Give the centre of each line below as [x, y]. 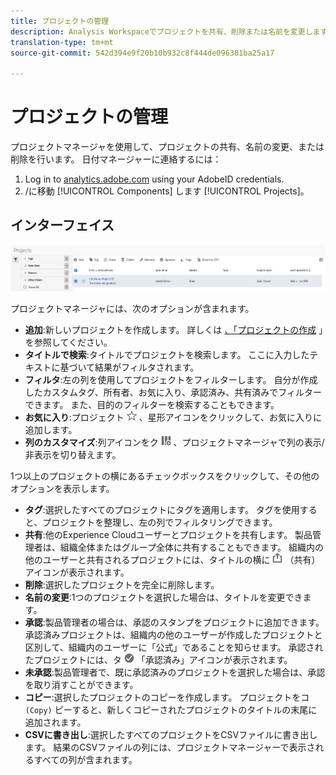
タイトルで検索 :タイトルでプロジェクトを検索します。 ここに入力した [167, 355]
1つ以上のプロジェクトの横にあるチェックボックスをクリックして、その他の [165, 476]
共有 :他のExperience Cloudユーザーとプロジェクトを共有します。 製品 [168, 535]
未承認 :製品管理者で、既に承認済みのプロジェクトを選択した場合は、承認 [175, 672]
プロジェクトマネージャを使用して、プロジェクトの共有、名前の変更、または [167, 147]
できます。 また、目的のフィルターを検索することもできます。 [152, 405]
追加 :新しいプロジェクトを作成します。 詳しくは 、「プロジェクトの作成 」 [174, 330]
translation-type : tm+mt [62, 42]
